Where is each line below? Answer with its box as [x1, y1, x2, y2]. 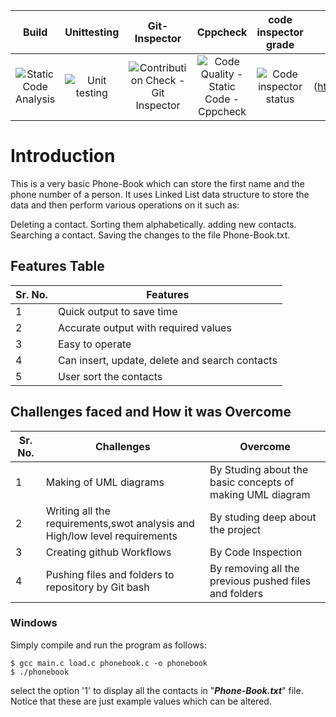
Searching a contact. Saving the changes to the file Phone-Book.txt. [10, 229, 291, 241]
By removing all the [209, 561, 300, 575]
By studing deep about [209, 510, 317, 524]
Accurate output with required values [57, 320, 232, 334]
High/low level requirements [45, 529, 178, 543]
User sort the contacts [57, 369, 163, 383]
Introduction [10, 145, 116, 168]
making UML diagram [209, 487, 311, 501]
